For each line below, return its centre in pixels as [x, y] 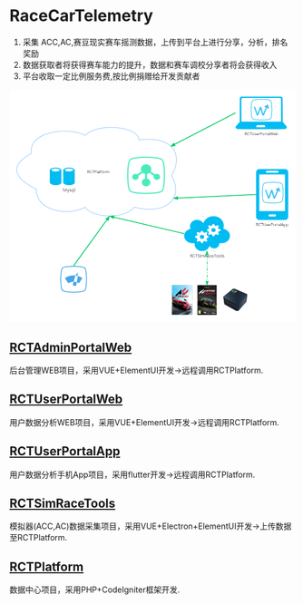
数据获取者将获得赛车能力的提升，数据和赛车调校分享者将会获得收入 [150, 64]
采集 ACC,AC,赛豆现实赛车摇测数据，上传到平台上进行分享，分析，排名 [155, 42]
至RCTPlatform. [39, 538]
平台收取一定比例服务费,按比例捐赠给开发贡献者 [111, 76]
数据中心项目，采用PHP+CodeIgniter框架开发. [95, 589]
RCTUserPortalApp [65, 451]
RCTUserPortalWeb [66, 399]
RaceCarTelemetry [82, 16]
